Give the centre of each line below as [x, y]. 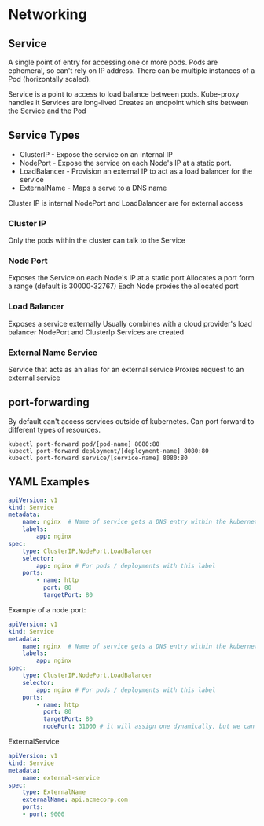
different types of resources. [54, 429]
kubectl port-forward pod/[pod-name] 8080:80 [84, 444]
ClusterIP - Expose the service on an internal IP [96, 154]
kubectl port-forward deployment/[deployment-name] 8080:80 [109, 451]
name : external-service [61, 778]
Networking [48, 15]
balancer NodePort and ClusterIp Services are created [96, 332]
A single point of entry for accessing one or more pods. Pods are [113, 62]
